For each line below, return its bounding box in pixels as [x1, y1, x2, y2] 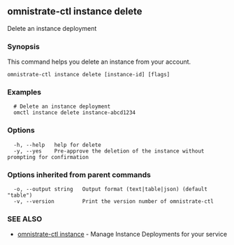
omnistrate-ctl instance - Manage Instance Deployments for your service [17, 230, 228, 239]
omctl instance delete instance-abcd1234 [13, 109, 136, 116]
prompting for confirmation [7, 153, 89, 160]
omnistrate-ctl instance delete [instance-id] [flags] [7, 71, 170, 78]
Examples [7, 87, 42, 97]
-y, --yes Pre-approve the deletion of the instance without [13, 147, 205, 155]
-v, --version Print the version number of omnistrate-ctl [13, 198, 214, 205]
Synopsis [7, 41, 40, 51]
